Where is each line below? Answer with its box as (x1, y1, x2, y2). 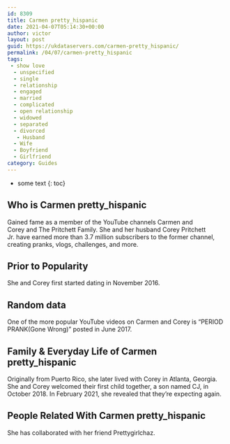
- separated (13, 120, 49, 128)
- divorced (13, 127, 45, 134)
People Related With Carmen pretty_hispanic (7, 410, 206, 422)
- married (13, 95, 42, 102)
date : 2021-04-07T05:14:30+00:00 (7, 23, 105, 30)
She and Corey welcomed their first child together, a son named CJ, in (7, 382, 209, 390)
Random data (7, 299, 66, 311)
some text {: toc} (17, 179, 66, 187)
